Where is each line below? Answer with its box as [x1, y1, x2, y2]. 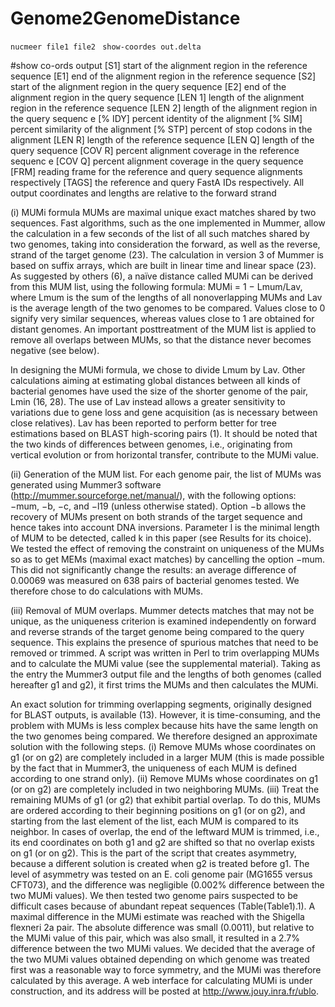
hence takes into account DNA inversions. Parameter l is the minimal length [10, 521, 320, 533]
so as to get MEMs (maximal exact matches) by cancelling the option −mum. [10, 553, 326, 565]
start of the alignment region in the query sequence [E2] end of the [10, 80, 287, 92]
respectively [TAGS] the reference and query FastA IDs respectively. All [10, 176, 305, 188]
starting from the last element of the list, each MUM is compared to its [10, 815, 299, 827]
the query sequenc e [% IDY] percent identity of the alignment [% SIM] [10, 112, 303, 124]
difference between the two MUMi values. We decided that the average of [10, 942, 316, 954]
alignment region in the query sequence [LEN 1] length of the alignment [10, 91, 305, 103]
